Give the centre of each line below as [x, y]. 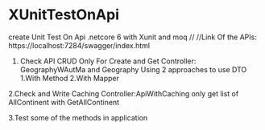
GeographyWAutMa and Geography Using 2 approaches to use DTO [133, 69]
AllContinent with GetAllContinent [64, 102]
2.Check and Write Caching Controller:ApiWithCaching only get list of [124, 93]
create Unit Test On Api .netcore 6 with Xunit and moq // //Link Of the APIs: [133, 37]
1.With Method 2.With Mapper [69, 78]
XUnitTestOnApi [64, 15]
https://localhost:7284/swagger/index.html [79, 45]
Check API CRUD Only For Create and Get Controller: [108, 61]
